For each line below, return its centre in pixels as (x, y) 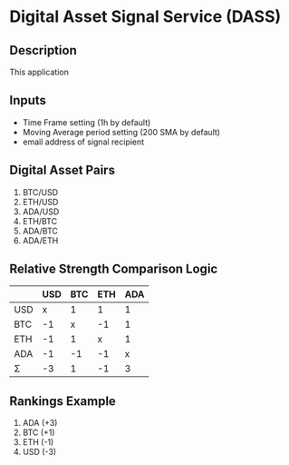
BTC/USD (40, 192)
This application (39, 72)
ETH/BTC (39, 221)
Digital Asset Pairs (63, 170)
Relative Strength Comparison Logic (114, 269)
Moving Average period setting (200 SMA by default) (121, 132)
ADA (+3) (40, 423)
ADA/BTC (40, 231)
